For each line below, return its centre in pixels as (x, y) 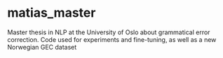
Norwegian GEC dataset (42, 47)
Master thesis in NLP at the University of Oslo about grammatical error (109, 32)
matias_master (52, 13)
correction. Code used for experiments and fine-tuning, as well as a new (112, 39)
